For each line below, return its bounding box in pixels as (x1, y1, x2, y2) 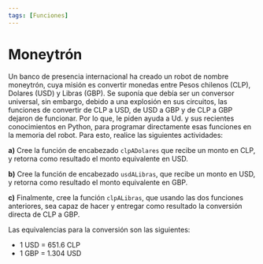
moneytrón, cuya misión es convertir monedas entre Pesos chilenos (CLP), (8, 80, 251, 89)
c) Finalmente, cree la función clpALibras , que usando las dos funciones (8, 192, 244, 202)
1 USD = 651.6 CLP (19, 240, 81, 249)
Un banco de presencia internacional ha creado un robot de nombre (8, 72, 229, 81)
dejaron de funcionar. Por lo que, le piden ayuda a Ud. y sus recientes (8, 113, 235, 123)
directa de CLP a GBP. (8, 210, 80, 219)
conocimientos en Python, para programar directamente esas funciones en (8, 121, 252, 131)
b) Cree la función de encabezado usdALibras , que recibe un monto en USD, (8, 169, 256, 178)
